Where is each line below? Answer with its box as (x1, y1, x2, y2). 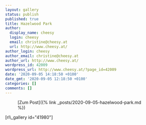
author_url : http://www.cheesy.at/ (5, 58, 79, 63)
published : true (5, 16, 39, 21)
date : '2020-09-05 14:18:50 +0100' (5, 72, 79, 77)
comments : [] (5, 85, 32, 91)
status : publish (5, 12, 39, 17)
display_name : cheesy (9, 30, 55, 35)
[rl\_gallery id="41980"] (5, 114, 53, 120)
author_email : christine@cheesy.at (5, 53, 79, 59)
